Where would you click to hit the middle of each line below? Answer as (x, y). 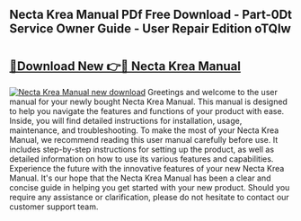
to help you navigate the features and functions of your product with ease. (147, 111)
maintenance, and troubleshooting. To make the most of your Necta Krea (144, 130)
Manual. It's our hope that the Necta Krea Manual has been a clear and (140, 178)
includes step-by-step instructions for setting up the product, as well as (142, 149)
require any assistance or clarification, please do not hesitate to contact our (149, 197)
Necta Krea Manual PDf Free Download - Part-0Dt (150, 15)
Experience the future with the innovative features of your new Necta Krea (147, 168)
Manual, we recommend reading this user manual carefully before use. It (144, 140)
